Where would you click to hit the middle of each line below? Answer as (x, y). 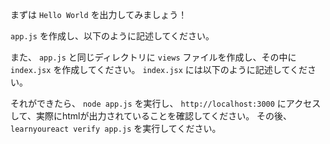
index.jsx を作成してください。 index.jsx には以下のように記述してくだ (159, 69)
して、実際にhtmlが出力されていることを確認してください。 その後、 (151, 116)
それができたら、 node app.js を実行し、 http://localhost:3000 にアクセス (166, 103)
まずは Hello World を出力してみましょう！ (99, 14)
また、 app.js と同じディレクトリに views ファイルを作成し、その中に (153, 57)
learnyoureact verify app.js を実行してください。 (116, 128)
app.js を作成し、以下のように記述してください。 (112, 36)
